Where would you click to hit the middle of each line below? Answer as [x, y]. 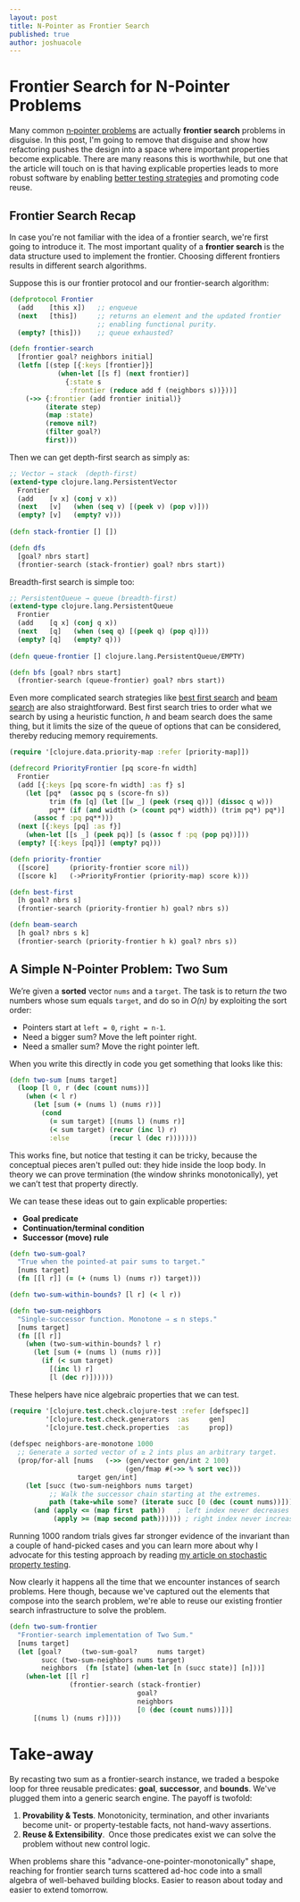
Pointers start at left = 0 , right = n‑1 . [94, 1027]
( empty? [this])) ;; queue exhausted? [96, 333]
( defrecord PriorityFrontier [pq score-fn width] [104, 769]
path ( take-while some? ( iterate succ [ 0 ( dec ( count [151, 1502]
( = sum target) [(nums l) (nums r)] [117, 1121]
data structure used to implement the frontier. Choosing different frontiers [145, 256]
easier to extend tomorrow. [59, 1889]
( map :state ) [69, 415]
